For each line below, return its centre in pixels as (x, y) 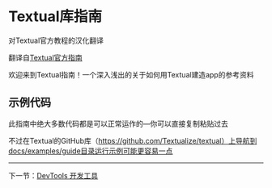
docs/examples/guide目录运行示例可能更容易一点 (91, 151)
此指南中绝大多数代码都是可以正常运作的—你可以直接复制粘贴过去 (118, 123)
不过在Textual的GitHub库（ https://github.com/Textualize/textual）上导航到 (133, 140)
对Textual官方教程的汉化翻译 (56, 40)
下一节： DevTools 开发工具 (53, 175)
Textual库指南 (55, 17)
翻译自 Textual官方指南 (45, 57)
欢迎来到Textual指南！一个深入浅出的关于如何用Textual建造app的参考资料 (131, 74)
